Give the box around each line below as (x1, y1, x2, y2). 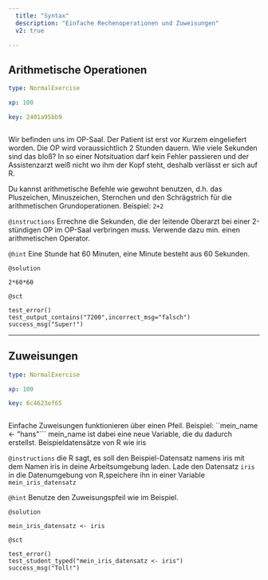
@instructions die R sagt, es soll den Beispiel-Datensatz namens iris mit (8, 453, 245, 463)
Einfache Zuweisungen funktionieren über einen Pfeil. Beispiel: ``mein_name (8, 421, 258, 431)
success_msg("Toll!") (8, 564, 81, 572)
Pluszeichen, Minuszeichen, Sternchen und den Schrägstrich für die (8, 193, 233, 202)
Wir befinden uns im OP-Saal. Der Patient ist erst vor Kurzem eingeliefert (8, 134, 247, 144)
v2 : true (15, 26, 45, 34)
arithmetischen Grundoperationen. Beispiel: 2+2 (8, 201, 164, 210)
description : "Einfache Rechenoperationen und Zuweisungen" (15, 19, 219, 27)
